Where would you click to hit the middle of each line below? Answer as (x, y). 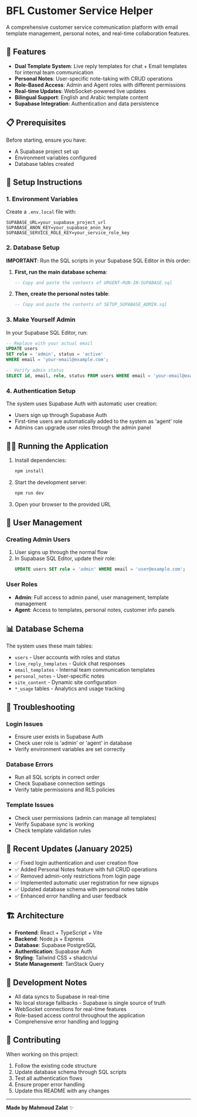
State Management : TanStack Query (59, 964)
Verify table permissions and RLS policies (65, 790)
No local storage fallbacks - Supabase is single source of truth (90, 1003)
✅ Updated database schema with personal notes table (81, 889)
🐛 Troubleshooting (40, 707)
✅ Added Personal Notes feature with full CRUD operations (86, 869)
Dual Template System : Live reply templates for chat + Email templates (101, 66)
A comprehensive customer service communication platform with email (92, 27)
